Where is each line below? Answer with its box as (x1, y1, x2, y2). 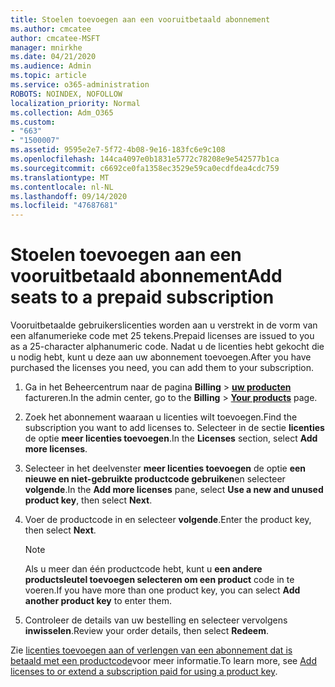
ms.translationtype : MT (10, 172, 110, 183)
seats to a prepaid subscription (10, 286, 275, 309)
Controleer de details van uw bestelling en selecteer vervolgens (24, 614, 288, 626)
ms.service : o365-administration (10, 80, 150, 90)
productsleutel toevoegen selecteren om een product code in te (24, 574, 295, 586)
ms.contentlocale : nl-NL (10, 182, 114, 192)
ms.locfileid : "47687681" (10, 201, 118, 211)
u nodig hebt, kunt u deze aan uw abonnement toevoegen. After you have (10, 351, 312, 363)
